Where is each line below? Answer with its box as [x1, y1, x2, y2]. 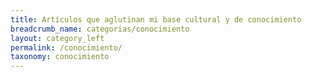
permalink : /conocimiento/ [10, 42, 123, 53]
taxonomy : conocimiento [10, 52, 110, 62]
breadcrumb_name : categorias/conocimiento [10, 24, 190, 34]
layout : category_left [10, 33, 105, 43]
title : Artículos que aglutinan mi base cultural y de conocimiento [10, 14, 302, 25]
